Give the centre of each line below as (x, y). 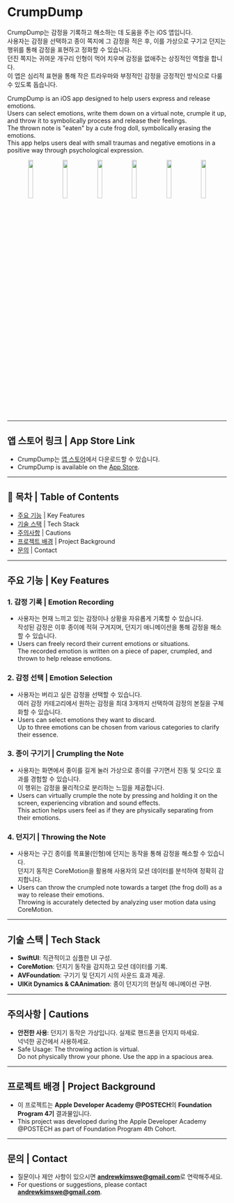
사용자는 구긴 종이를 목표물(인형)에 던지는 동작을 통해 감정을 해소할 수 (111, 854)
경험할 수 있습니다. (56, 779)
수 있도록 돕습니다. (32, 84)
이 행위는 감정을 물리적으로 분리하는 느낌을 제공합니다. (91, 787)
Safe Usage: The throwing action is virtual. (78, 1049)
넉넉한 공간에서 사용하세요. (54, 1041)
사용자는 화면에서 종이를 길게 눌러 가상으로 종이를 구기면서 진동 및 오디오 (116, 770)
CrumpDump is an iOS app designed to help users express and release (109, 98)
